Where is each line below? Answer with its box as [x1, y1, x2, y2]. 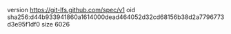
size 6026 [41, 20, 70, 28]
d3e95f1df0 [7, 20, 40, 28]
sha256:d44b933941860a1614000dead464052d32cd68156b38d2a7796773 [7, 13, 225, 21]
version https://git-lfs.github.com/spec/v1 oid [7, 6, 136, 14]
